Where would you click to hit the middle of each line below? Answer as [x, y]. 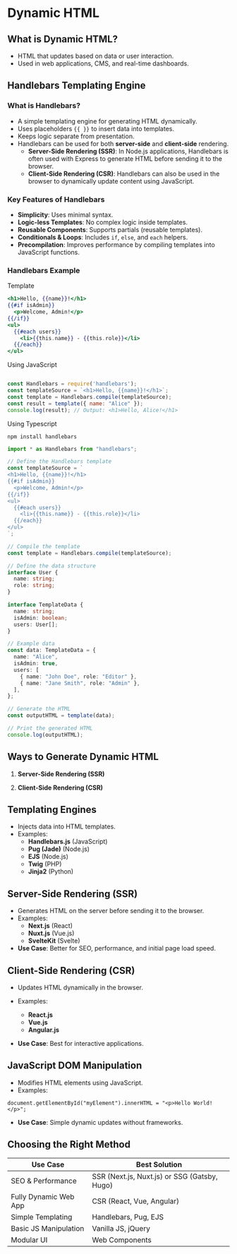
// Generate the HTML [39, 709]
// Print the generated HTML [50, 728]
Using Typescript [32, 423]
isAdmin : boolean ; [41, 618]
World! [203, 1103]
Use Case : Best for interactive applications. [80, 1044]
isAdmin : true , [36, 664]
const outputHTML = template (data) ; [61, 716]
